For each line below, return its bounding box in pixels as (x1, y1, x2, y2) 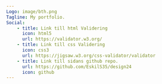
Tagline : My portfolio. (6, 14, 66, 20)
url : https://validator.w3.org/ (21, 36, 102, 42)
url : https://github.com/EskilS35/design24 (21, 63, 132, 70)
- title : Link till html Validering (17, 25, 108, 31)
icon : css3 (21, 47, 49, 53)
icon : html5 (21, 31, 52, 37)
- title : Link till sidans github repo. (17, 58, 119, 64)
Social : (6, 20, 26, 25)
